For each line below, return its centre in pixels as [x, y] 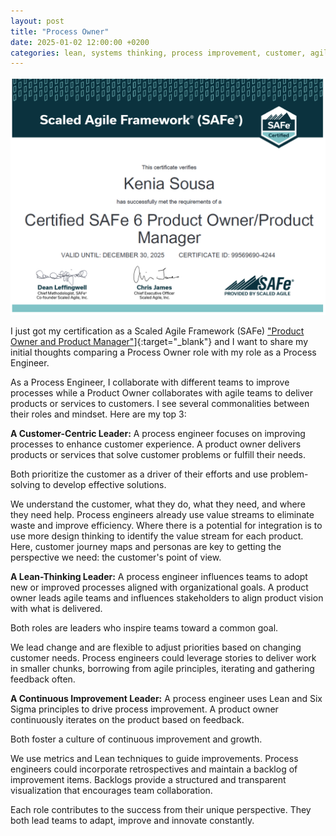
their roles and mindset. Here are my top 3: [98, 414]
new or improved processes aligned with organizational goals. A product [159, 587]
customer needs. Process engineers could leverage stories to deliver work [163, 658]
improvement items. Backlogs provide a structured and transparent [148, 780]
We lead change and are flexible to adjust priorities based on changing [156, 647]
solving [25, 485]
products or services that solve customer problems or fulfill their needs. [158, 455]
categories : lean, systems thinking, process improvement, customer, [158, 53]
